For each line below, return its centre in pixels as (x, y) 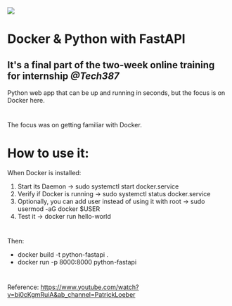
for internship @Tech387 (63, 76)
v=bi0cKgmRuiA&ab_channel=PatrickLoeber (71, 294)
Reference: (23, 287)
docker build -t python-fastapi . (63, 255)
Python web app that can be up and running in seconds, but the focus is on (116, 93)
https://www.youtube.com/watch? (90, 287)
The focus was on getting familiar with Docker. (75, 125)
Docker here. (26, 100)
